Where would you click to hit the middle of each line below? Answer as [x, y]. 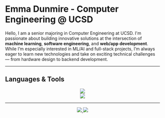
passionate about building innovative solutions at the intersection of [74, 38]
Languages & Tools [35, 79]
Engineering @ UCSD [49, 19]
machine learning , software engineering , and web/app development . [77, 43]
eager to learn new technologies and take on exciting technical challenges [80, 54]
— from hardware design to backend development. [56, 59]
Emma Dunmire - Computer [62, 9]
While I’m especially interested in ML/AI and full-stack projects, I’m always [80, 49]
